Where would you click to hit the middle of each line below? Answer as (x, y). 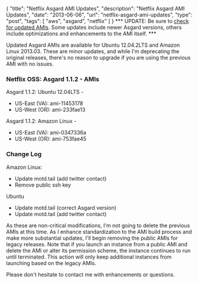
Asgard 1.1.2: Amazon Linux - (41, 121)
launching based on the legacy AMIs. (51, 263)
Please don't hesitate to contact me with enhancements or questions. (91, 275)
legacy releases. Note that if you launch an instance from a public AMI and (97, 244)
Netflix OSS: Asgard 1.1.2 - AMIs (53, 79)
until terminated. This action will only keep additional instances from (89, 257)
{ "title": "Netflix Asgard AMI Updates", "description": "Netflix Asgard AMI (95, 9)
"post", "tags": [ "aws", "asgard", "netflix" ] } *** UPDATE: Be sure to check (98, 21)
